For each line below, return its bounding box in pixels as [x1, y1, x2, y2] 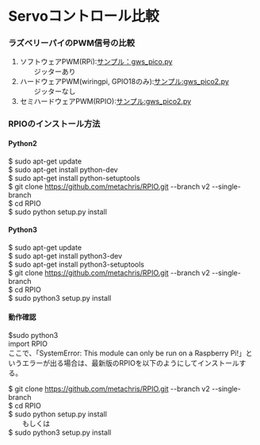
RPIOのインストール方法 [8, 118, 101, 129]
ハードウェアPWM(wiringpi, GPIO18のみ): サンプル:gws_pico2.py [19, 77, 230, 86]
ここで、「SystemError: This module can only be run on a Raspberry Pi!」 [8, 348, 246, 358]
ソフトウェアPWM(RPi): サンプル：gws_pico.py [19, 57, 173, 67]
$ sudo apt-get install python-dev [8, 164, 118, 175]
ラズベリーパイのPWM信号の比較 [8, 37, 135, 48]
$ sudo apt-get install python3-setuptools [8, 259, 145, 269]
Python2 [8, 139, 37, 148]
